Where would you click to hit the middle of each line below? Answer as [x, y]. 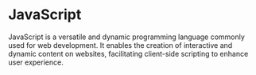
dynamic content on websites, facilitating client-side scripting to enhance [128, 53]
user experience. [36, 62]
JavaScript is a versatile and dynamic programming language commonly [126, 37]
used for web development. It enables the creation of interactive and [120, 45]
